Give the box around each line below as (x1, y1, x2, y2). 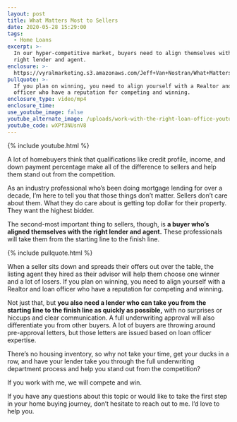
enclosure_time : (7, 102, 55, 109)
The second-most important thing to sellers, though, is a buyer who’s (7, 219, 209, 228)
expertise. (7, 336, 37, 344)
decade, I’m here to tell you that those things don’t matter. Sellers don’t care (7, 191, 228, 200)
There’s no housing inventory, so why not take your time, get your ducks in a (7, 349, 229, 358)
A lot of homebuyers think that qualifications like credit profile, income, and (7, 155, 226, 163)
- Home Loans (13, 37, 52, 44)
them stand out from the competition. (7, 170, 116, 179)
